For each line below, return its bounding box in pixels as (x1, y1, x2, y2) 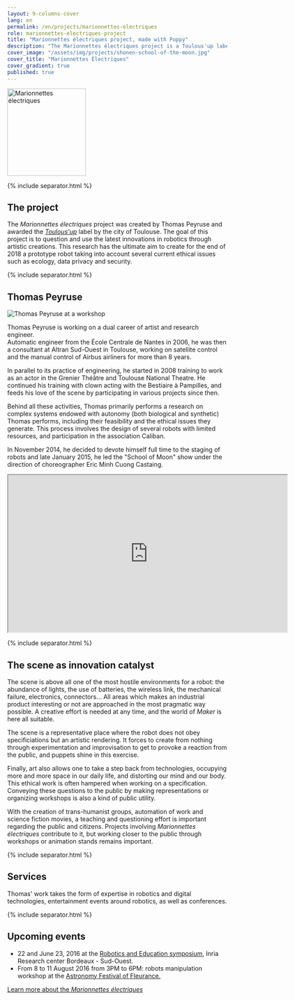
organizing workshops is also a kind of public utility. (7, 794, 156, 802)
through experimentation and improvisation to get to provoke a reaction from (7, 743, 227, 751)
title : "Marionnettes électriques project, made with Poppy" (7, 36, 189, 43)
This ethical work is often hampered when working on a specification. (7, 778, 208, 787)
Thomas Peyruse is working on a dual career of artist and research (7, 323, 199, 332)
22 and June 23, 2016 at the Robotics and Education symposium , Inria (17, 949, 219, 957)
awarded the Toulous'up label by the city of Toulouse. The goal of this (7, 228, 209, 236)
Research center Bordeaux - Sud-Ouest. (17, 957, 134, 965)
